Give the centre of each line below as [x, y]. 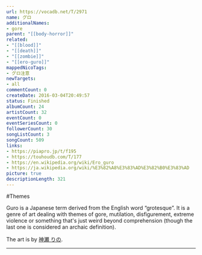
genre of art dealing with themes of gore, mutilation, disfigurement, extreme [100, 214]
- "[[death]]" [24, 51]
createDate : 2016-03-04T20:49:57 [48, 95]
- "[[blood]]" [24, 46]
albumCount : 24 [25, 106]
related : [17, 40]
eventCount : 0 [24, 118]
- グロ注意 [18, 73]
